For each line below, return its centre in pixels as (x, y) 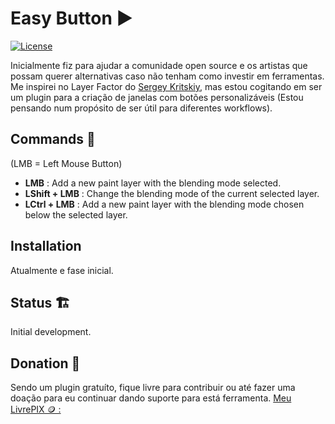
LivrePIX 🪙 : (36, 409)
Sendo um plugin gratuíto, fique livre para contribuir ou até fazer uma (153, 388)
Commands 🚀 (53, 139)
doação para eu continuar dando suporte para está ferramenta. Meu (151, 398)
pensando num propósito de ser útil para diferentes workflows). (141, 108)
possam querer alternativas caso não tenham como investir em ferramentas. (167, 76)
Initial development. (51, 332)
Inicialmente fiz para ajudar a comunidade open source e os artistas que (159, 65)
